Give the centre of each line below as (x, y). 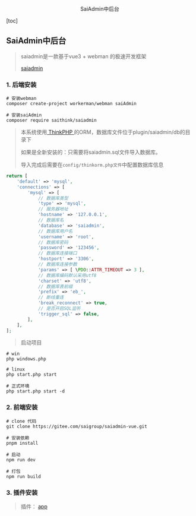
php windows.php (26, 359)
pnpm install (22, 443)
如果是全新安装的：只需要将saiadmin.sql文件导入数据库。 (91, 152)
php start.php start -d (36, 391)
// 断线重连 (51, 297)
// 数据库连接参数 (57, 265)
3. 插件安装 (22, 492)
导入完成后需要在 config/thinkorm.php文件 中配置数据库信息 (92, 165)
